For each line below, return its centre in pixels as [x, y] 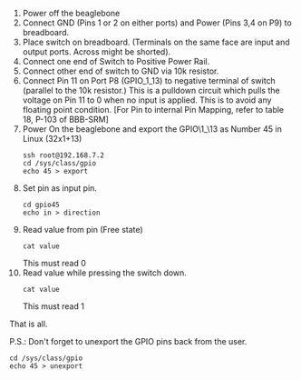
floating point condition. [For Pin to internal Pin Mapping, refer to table [153, 110]
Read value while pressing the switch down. [105, 273]
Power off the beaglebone [71, 13]
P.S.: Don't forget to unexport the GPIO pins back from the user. [128, 341]
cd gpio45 [41, 205]
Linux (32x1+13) [52, 139]
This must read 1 [53, 306]
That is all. [29, 324]
